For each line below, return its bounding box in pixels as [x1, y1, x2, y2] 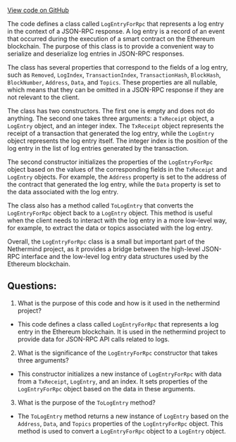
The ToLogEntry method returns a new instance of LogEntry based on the [17, 412, 229, 420]
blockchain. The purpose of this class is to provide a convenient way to [7, 42, 214, 50]
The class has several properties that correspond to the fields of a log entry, [7, 63, 228, 71]
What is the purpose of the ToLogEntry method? [17, 398, 156, 407]
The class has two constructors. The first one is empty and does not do [7, 107, 215, 115]
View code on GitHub [7, 6, 69, 14]
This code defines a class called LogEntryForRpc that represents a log [17, 320, 219, 328]
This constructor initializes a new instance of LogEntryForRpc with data [17, 370, 222, 378]
